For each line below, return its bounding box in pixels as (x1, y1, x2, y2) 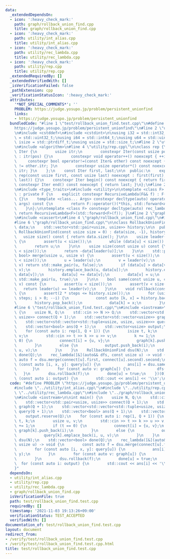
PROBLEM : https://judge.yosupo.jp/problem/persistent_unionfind (14, 107, 153, 112)
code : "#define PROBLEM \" (10, 381, 67, 386)
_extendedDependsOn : (10, 12, 53, 17)
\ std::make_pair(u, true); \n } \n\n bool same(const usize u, (14, 276, 162, 282)
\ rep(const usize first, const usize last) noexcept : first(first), (14, 173, 166, 178)
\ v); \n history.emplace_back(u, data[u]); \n (14, 267, 128, 272)
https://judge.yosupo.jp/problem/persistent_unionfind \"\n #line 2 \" (14, 126, 164, 131)
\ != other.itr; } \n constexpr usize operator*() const (14, 163, 151, 168)
